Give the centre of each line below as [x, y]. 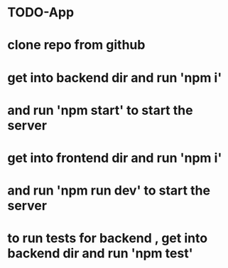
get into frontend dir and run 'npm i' [115, 158]
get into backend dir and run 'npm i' [115, 77]
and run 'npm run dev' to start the [109, 191]
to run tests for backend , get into [108, 238]
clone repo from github [76, 45]
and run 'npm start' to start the [100, 110]
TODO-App [41, 12]
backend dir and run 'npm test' [100, 253]
